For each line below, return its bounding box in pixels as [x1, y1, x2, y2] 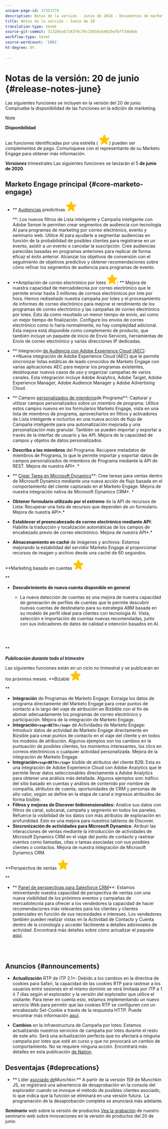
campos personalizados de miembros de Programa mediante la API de [12, 458, 158, 464]
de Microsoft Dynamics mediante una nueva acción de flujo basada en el [12, 478, 162, 484]
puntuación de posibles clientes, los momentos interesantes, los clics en [12, 743, 161, 749]
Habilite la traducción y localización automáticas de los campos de [12, 524, 150, 530]
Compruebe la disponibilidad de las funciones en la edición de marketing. [5, 105, 156, 111]
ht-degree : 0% [5, 45, 35, 50]
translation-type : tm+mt [5, 24, 57, 29]
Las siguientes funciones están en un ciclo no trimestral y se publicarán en [5, 665, 159, 671]
